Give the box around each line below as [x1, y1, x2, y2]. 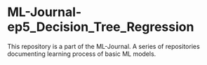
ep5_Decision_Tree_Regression [7, 19, 194, 35]
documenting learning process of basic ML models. [7, 50, 156, 58]
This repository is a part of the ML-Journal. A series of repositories [7, 42, 200, 50]
